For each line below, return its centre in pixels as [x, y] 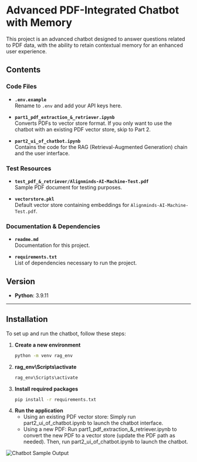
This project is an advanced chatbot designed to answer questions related [96, 39]
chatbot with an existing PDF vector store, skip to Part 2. [83, 129]
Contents [23, 70]
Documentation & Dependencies [53, 226]
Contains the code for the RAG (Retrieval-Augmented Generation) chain [101, 147]
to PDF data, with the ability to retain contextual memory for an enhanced [95, 45]
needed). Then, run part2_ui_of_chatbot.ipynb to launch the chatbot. [106, 442]
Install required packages [46, 389]
